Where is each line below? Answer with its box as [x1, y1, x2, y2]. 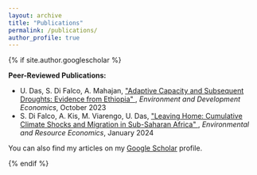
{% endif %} [8, 159, 49, 169]
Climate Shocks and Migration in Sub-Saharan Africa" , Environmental [19, 120, 249, 129]
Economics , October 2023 [19, 103, 107, 112]
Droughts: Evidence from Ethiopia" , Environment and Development [19, 94, 241, 104]
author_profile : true [8, 33, 80, 42]
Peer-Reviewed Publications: [8, 70, 107, 80]
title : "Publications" [8, 19, 84, 27]
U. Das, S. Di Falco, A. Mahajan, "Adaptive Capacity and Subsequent [19, 86, 244, 96]
